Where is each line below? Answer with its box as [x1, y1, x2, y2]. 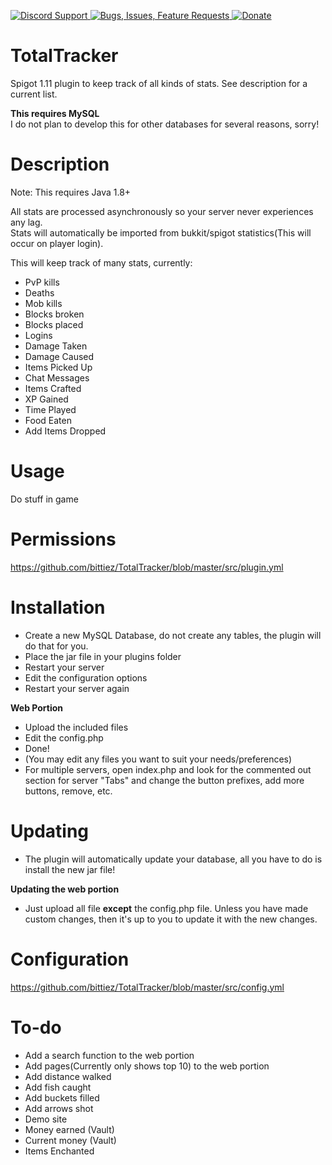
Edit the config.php [24, 731, 104, 744]
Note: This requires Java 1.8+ [10, 186, 132, 198]
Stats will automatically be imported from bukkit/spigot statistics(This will [10, 226, 312, 239]
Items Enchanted [24, 1145, 95, 1157]
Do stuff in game [10, 493, 79, 505]
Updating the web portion [10, 883, 120, 895]
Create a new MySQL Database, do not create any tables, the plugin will [24, 629, 322, 641]
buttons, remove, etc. [24, 785, 113, 797]
